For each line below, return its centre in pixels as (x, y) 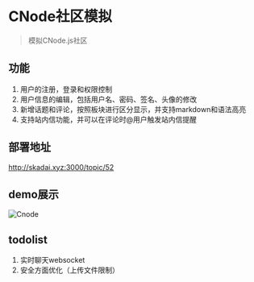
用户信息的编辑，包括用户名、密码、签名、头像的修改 (108, 99)
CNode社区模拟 (60, 17)
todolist (28, 240)
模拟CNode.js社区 (58, 40)
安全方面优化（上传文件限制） (69, 270)
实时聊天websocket (52, 260)
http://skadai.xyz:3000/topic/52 (61, 167)
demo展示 (33, 194)
